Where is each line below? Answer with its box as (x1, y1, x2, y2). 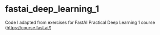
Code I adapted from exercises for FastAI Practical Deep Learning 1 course (5, 19, 155, 25)
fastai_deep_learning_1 (5, 3, 99, 15)
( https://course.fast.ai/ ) (5, 24, 52, 30)
